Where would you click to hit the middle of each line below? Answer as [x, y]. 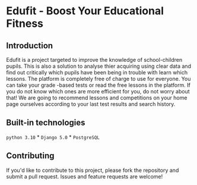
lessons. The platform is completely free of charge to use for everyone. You [99, 79]
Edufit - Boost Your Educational [85, 11]
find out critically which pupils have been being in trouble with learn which [97, 72]
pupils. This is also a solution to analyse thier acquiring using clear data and [99, 66]
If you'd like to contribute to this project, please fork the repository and [93, 170]
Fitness [25, 23]
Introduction [30, 46]
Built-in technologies [46, 123]
